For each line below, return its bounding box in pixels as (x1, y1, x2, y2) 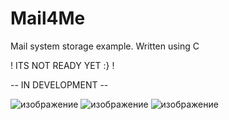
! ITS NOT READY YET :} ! (10, 59, 115, 71)
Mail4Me (10, 7, 86, 30)
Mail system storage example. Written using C (10, 40, 200, 52)
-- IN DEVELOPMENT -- (10, 78, 109, 91)
